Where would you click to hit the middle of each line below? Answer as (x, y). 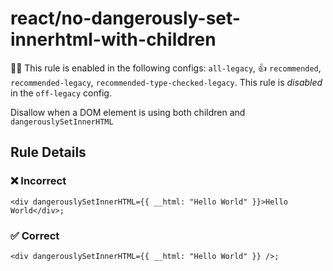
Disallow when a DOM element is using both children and (128, 112)
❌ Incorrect (38, 181)
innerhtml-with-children (113, 39)
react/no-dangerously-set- (125, 18)
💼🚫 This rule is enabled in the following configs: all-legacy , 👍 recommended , (166, 68)
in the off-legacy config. (61, 93)
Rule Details (48, 152)
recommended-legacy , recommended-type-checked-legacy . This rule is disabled (166, 82)
